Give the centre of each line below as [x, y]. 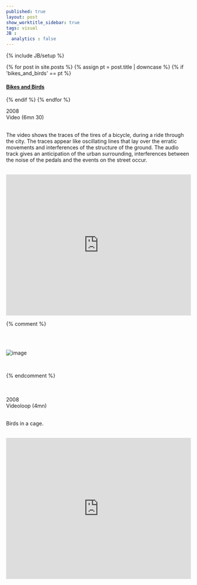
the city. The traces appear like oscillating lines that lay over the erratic [91, 141]
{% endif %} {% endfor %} [38, 100]
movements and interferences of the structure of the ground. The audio [92, 148]
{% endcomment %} [31, 376]
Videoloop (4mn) [26, 406]
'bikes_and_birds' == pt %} [39, 73]
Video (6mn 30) [25, 118]
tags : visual [22, 28]
